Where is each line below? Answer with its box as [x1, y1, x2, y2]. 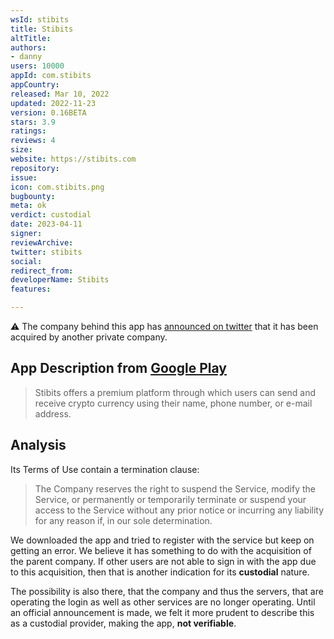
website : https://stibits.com [10, 154, 137, 164]
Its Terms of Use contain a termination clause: [10, 463, 200, 475]
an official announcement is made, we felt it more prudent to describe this [10, 606, 315, 618]
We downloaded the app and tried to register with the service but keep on [10, 534, 315, 546]
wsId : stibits [10, 14, 70, 25]
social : [10, 256, 43, 266]
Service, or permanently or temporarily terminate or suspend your [34, 493, 307, 505]
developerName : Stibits [10, 275, 110, 285]
